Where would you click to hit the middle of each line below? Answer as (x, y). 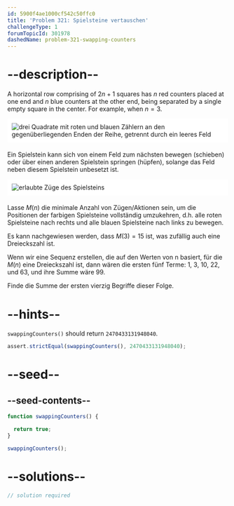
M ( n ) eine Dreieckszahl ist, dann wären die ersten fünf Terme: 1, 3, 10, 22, (113, 265)
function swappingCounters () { (53, 417)
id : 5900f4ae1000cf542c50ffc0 (51, 14)
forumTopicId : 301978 (39, 33)
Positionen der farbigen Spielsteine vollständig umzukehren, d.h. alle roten (115, 215)
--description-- (53, 75)
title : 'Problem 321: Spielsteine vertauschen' (78, 20)
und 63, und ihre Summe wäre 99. (56, 272)
